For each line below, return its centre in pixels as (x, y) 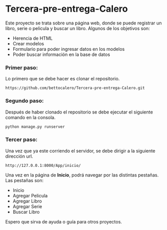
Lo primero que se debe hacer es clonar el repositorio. (63, 79)
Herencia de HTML (32, 38)
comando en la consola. (30, 117)
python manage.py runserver (35, 127)
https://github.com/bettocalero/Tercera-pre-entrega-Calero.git (75, 88)
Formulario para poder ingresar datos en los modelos (69, 49)
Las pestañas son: (25, 180)
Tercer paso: (21, 139)
